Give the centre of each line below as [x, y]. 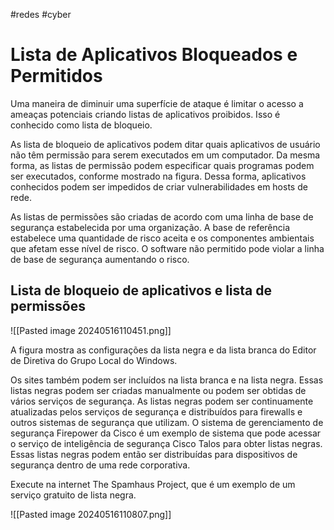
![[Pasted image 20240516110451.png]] [91, 330]
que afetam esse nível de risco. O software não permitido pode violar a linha [167, 248]
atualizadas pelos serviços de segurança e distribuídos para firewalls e [156, 411]
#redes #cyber [41, 14]
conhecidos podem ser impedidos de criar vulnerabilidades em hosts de [159, 186]
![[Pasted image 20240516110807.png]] [91, 514]
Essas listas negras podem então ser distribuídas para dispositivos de [154, 454]
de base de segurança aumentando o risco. [100, 259]
